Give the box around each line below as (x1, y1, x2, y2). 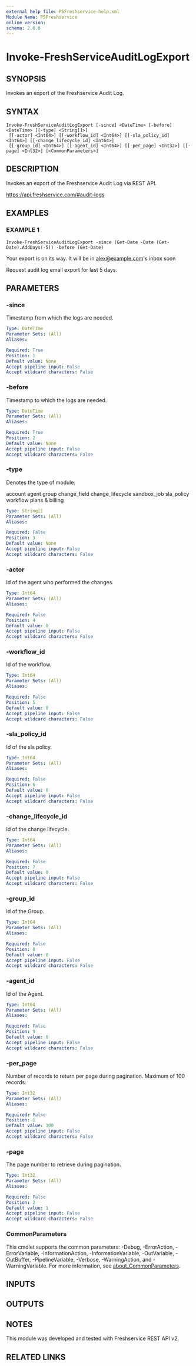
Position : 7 (6, 864, 35, 870)
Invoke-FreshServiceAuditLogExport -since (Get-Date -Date (6, 239, 154, 245)
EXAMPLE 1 (6, 226, 40, 234)
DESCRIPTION (6, 164, 59, 174)
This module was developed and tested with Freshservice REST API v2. (6, 1335, 180, 1342)
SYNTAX (6, 107, 39, 117)
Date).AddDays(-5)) (6, 244, 54, 251)
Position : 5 (6, 699, 35, 705)
